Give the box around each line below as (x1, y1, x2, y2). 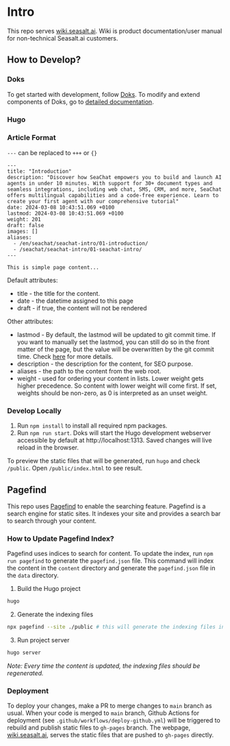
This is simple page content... (7, 264, 99, 271)
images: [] (7, 228, 38, 235)
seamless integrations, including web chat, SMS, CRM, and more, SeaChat (7, 186, 222, 193)
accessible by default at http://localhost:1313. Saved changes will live (16, 436, 212, 445)
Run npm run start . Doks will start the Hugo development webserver (16, 429, 211, 437)
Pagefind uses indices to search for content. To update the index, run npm (7, 550, 214, 558)
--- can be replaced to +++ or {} (7, 148, 98, 156)
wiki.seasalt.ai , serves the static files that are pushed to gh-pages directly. (7, 731, 214, 739)
